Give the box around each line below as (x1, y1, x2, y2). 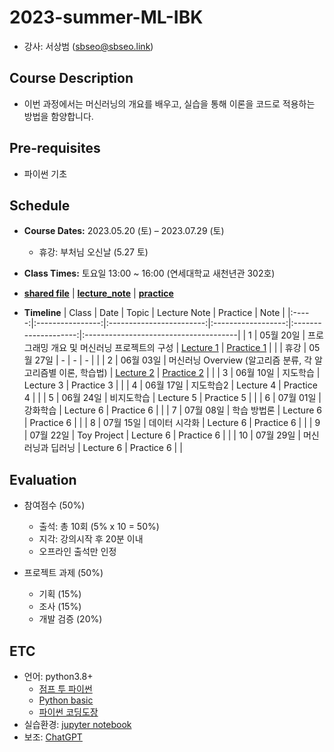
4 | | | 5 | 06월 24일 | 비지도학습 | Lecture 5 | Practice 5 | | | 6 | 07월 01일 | (23, 392, 322, 404)
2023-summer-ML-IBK (9, 6, 204, 29)
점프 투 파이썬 (38, 683, 93, 695)
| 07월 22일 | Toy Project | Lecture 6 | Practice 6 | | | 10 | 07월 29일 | (23, 429, 301, 441)
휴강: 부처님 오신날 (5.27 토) (38, 246, 149, 258)
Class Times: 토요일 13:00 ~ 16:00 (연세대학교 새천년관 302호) (23, 267, 276, 280)
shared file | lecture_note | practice (23, 287, 174, 300)
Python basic (38, 694, 94, 706)
